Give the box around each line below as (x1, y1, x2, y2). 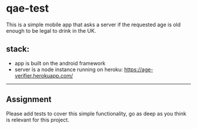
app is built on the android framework (14, 60, 106, 67)
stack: (6, 44, 30, 54)
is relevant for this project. (6, 116, 69, 123)
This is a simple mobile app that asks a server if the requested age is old (6, 21, 181, 28)
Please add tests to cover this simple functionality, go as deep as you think (6, 110, 186, 117)
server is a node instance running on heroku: (14, 66, 123, 73)
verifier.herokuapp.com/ (14, 72, 73, 79)
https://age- (124, 66, 154, 73)
